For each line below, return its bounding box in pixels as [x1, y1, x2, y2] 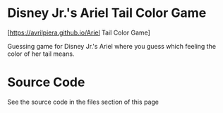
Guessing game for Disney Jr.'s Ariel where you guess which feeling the [7, 42, 217, 50]
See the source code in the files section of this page [7, 97, 159, 106]
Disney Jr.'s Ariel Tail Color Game [7, 5, 207, 21]
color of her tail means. [7, 49, 75, 58]
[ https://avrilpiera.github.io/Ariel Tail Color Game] [7, 28, 150, 37]
